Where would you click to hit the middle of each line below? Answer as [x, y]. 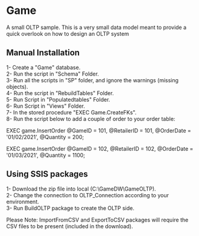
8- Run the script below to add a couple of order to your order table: [91, 119]
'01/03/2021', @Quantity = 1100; [46, 155]
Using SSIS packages [47, 174]
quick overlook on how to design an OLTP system [68, 33]
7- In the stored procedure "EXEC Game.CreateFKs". [71, 112]
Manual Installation [43, 53]
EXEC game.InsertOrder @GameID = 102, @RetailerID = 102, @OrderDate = [100, 148]
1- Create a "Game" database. [43, 67]
